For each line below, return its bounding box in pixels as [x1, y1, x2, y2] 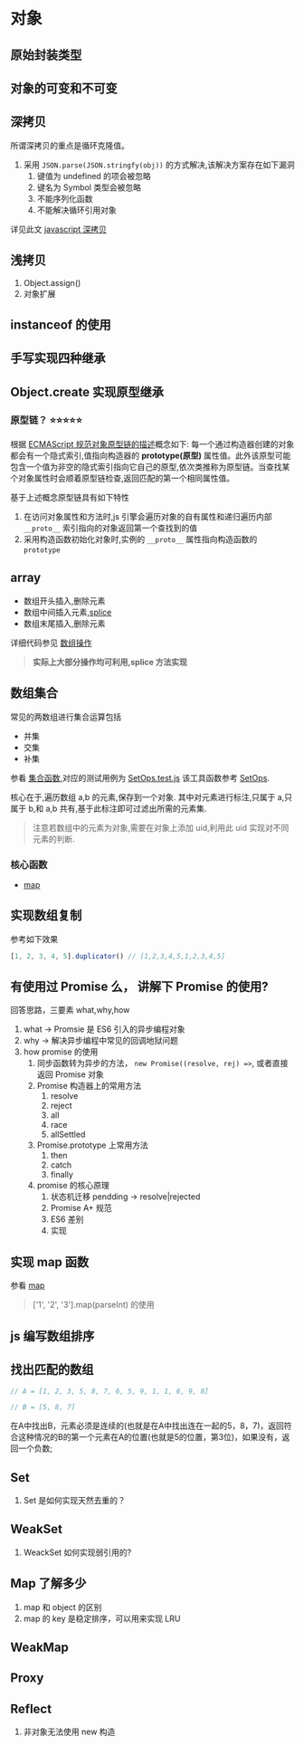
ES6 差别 [50, 1214, 84, 1225]
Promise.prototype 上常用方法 [36, 1139, 148, 1150]
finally [50, 1169, 73, 1180]
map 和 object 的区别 [23, 1601, 102, 1612]
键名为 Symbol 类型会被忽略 [36, 182, 141, 193]
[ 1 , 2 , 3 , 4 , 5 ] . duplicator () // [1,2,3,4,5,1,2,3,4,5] [10, 951, 225, 960]
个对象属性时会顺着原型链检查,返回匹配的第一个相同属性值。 [10, 472, 235, 484]
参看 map [10, 1280, 45, 1291]
